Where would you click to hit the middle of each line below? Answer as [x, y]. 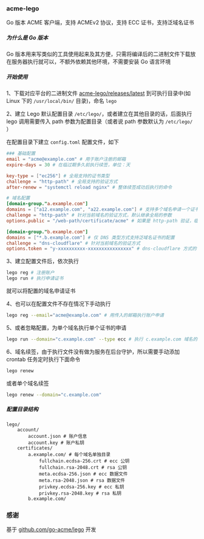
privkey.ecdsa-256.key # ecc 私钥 [81, 487]
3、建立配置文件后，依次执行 [42, 261]
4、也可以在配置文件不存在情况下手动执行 [59, 304]
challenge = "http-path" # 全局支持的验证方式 [62, 181]
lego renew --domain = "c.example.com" [54, 395]
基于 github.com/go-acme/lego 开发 [51, 529]
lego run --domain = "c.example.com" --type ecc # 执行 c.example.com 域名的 [102, 339]
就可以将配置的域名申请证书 [41, 291]
